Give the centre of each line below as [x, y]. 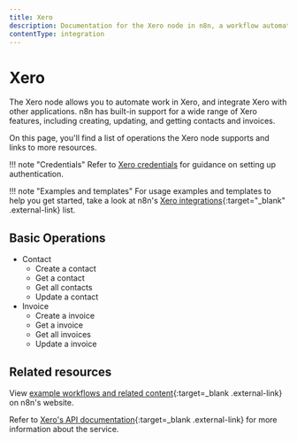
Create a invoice [65, 316]
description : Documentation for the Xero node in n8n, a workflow [134, 26]
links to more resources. [53, 148]
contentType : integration [57, 34]
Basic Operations [57, 238]
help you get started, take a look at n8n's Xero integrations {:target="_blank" [147, 201]
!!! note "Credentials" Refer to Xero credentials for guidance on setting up [143, 165]
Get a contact [60, 278]
